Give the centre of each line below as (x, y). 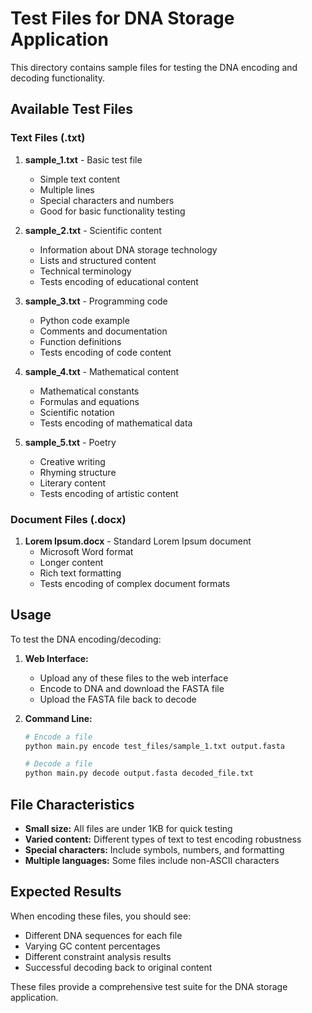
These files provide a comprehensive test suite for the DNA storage (149, 986)
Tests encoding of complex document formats (135, 583)
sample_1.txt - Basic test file (83, 159)
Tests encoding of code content (105, 352)
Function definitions (80, 341)
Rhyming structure (78, 472)
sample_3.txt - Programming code (96, 301)
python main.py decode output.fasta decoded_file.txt (139, 773)
